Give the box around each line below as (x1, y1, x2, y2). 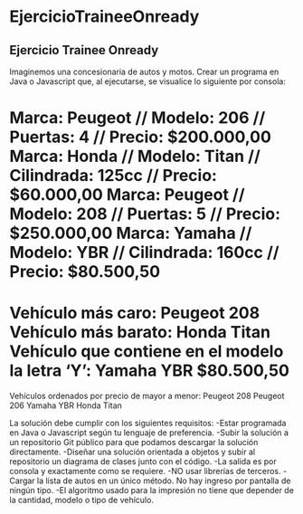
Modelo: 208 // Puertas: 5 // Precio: (9, 204, 281, 224)
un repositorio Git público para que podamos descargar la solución (9, 437, 259, 448)
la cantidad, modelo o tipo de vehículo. (9, 495, 154, 506)
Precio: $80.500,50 (9, 262, 161, 282)
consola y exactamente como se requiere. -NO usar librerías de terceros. (9, 466, 282, 477)
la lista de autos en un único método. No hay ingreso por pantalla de (36, 475, 291, 486)
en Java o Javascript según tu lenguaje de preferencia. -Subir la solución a (9, 427, 289, 438)
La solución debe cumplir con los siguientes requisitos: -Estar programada (9, 418, 287, 429)
